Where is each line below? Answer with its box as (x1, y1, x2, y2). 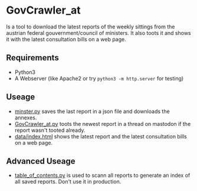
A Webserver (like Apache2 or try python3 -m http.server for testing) (14, 75, 184, 82)
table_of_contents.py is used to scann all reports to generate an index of (14, 172, 191, 179)
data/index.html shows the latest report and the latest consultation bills (14, 132, 188, 140)
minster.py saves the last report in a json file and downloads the (14, 108, 170, 115)
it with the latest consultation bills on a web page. (6, 35, 126, 43)
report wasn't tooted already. (14, 127, 86, 134)
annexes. (14, 114, 37, 121)
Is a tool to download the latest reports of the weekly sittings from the (6, 23, 175, 30)
